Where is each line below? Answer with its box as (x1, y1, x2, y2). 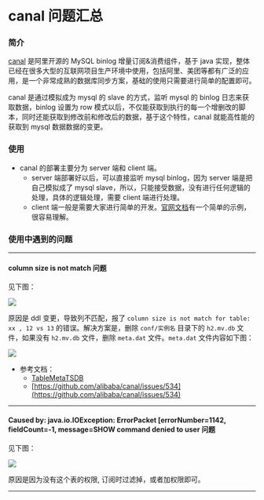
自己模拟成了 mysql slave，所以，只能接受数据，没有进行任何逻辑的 (31, 182, 251, 192)
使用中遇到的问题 (8, 233, 73, 244)
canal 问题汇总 (8, 7, 104, 25)
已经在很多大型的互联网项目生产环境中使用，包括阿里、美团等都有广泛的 (8, 66, 242, 75)
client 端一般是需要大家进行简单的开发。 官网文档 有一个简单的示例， (31, 202, 251, 212)
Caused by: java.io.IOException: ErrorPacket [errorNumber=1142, (8, 415, 226, 425)
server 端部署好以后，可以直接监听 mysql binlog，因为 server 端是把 (31, 173, 253, 182)
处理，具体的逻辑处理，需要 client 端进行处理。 (31, 192, 185, 202)
